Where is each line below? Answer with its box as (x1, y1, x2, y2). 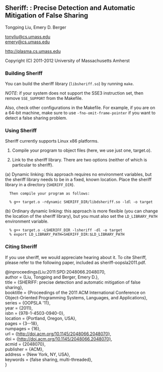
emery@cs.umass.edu (5, 39, 50, 45)
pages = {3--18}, (5, 320, 39, 326)
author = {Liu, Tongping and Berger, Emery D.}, (5, 274, 99, 280)
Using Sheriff (5, 127, 37, 134)
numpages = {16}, (5, 325, 41, 331)
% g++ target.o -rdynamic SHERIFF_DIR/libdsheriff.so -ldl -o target (9, 200, 153, 205)
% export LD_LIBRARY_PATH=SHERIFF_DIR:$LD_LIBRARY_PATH (9, 232, 125, 237)
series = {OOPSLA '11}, (5, 300, 51, 306)
